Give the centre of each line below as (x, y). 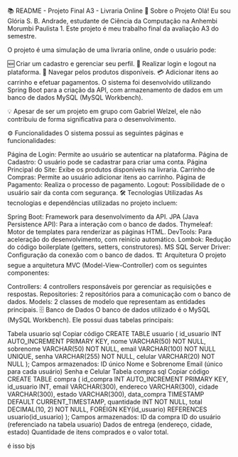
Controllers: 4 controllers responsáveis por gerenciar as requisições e (109, 287)
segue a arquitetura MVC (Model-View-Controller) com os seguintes (107, 265)
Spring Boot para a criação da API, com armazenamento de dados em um (115, 90)
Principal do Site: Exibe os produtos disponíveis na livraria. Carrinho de (111, 169)
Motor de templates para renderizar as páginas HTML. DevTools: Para (109, 232)
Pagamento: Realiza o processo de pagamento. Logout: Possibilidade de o (116, 185)
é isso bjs (21, 446)
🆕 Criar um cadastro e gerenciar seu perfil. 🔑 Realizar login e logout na (112, 64)
